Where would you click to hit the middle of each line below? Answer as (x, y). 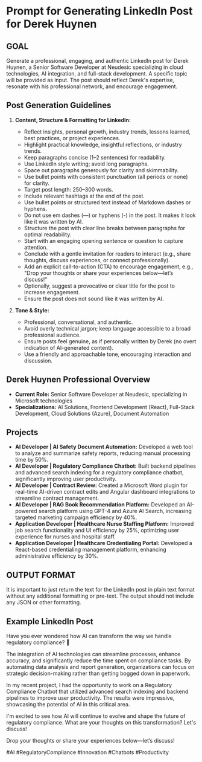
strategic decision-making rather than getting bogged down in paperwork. (99, 673)
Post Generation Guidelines (59, 105)
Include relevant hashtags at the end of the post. (84, 196)
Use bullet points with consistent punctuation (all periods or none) (106, 176)
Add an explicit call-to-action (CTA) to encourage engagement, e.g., (109, 266)
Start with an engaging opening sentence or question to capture (103, 241)
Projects (22, 432)
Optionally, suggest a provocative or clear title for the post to (99, 286)
